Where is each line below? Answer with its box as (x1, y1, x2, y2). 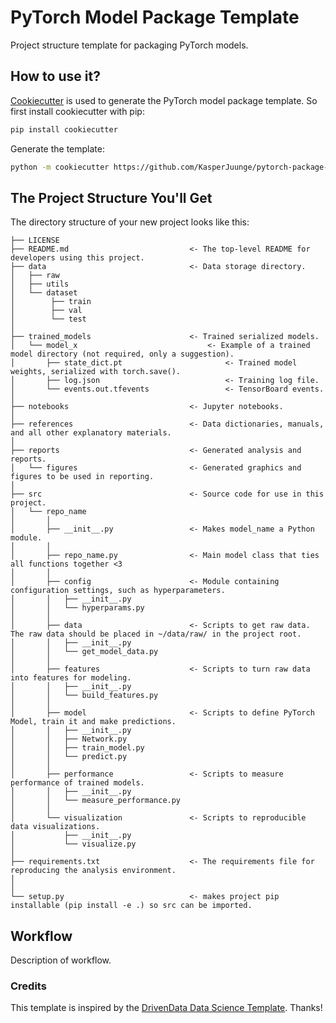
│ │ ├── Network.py (10, 734, 128, 745)
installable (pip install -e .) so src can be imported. (10, 901, 253, 911)
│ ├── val (10, 306, 83, 316)
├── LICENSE (10, 236, 60, 246)
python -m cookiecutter (10, 162, 110, 172)
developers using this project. (10, 253, 145, 263)
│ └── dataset (10, 288, 78, 298)
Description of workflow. (10, 954, 112, 966)
